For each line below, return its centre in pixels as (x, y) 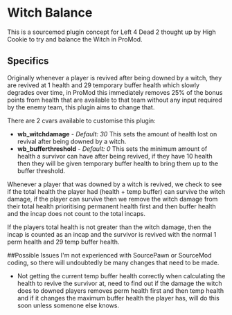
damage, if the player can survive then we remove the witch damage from (113, 199)
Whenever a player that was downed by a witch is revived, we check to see (115, 184)
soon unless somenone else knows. (68, 305)
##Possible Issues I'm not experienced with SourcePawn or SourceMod (110, 255)
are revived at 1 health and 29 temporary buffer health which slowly (103, 85)
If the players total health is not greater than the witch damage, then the (109, 227)
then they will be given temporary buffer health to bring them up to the (118, 163)
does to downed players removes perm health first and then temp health (120, 290)
